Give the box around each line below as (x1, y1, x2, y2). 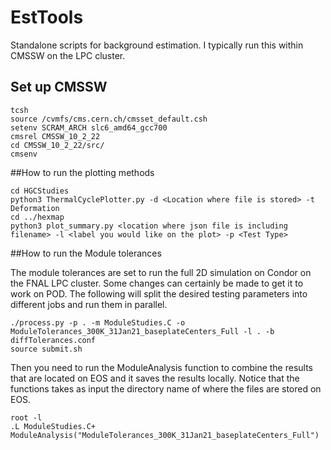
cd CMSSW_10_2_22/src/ (10, 140, 105, 150)
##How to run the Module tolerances (10, 247, 162, 259)
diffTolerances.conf (10, 335, 97, 345)
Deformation (10, 203, 60, 213)
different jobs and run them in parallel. (10, 298, 168, 310)
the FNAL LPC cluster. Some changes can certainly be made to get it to (10, 277, 304, 289)
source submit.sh (10, 344, 83, 354)
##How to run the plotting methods (10, 166, 155, 178)
